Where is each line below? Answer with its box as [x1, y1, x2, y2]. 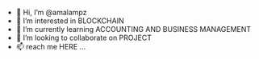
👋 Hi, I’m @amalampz [15, 8, 87, 17]
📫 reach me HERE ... [15, 42, 86, 51]
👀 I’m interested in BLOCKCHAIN [15, 16, 124, 26]
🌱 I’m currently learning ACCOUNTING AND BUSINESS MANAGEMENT [15, 25, 252, 33]
